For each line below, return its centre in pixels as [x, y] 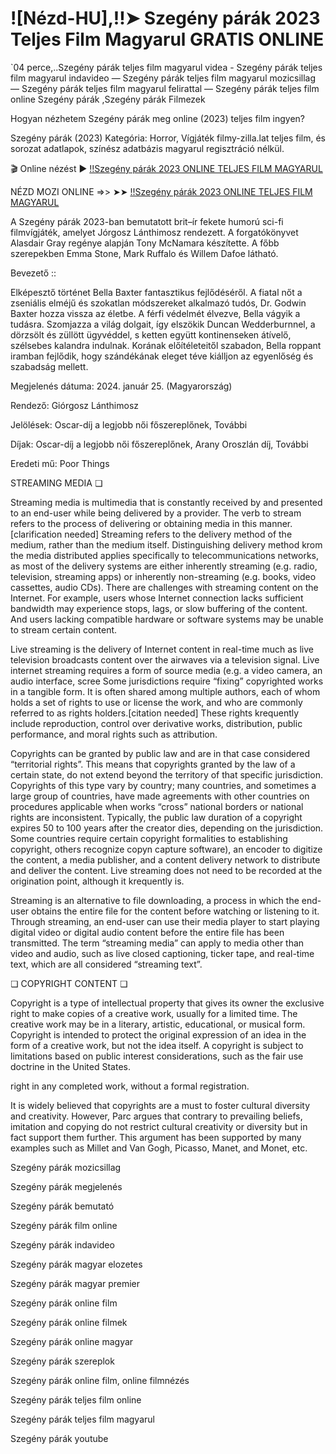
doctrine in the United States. [70, 1066]
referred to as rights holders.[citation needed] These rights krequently [155, 713]
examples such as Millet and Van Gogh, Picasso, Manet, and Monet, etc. [159, 1148]
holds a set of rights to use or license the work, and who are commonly [156, 702]
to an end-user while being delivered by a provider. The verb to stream [156, 513]
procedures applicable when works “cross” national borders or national [157, 806]
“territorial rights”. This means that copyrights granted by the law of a [153, 764]
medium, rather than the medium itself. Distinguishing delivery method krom [166, 544]
